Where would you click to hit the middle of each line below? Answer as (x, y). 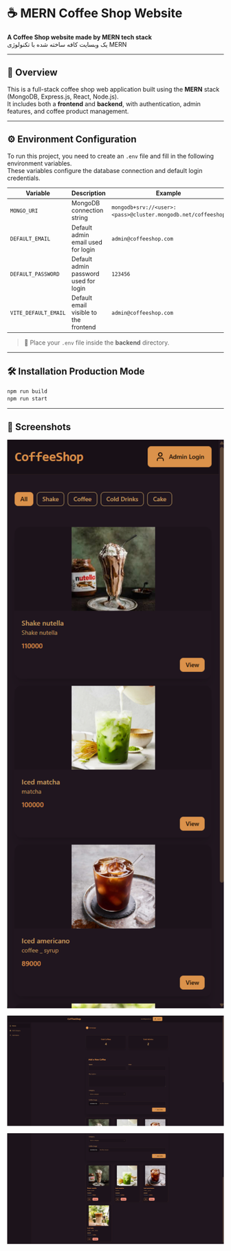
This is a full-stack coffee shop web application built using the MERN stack (113, 89)
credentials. (24, 178)
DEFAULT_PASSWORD (35, 274)
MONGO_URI (24, 211)
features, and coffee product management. (68, 111)
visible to (84, 313)
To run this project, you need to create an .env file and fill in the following (111, 156)
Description (88, 193)
